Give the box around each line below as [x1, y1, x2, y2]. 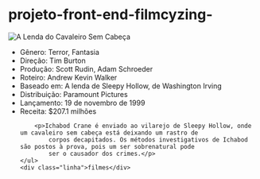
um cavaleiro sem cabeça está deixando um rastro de [19, 129, 199, 137]
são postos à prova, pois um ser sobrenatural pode [19, 142, 195, 150]
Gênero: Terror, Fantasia [19, 47, 99, 56]
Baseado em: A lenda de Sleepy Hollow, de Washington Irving [19, 81, 222, 91]
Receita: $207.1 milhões [19, 106, 97, 116]
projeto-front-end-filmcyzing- [8, 6, 213, 24]
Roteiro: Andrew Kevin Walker [19, 72, 118, 82]
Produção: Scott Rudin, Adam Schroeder [19, 64, 153, 73]
